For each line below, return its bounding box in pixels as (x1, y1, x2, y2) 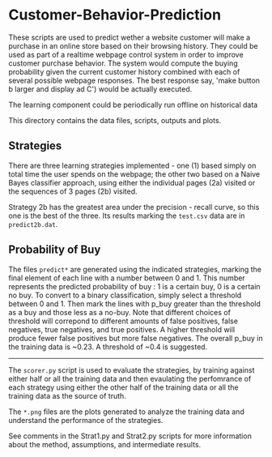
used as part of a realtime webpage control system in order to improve (8, 49, 244, 59)
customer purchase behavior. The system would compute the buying (8, 58, 238, 68)
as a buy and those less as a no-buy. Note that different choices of (8, 307, 231, 317)
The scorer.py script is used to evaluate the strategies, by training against (8, 365, 255, 374)
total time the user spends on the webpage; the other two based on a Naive (8, 169, 261, 179)
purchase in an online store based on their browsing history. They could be (8, 41, 258, 50)
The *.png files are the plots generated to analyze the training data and (8, 407, 244, 416)
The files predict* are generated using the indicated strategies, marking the (8, 264, 261, 274)
